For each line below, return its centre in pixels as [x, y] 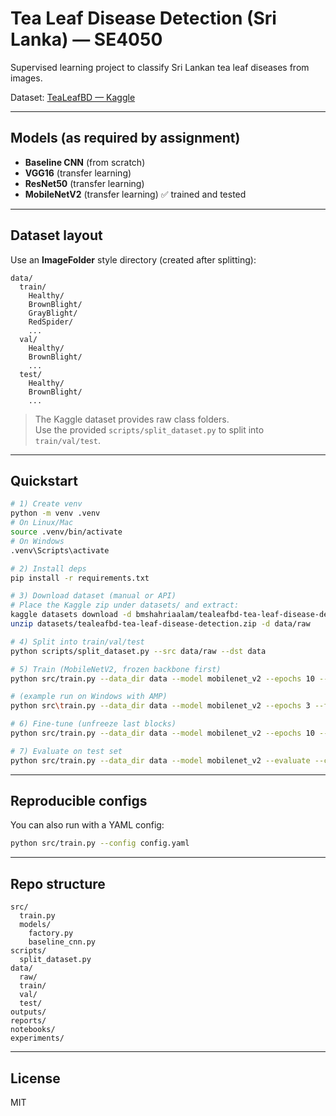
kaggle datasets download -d [71, 615]
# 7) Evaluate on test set [66, 751]
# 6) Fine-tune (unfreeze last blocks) [93, 724]
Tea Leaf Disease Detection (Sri [143, 18]
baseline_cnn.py [62, 942]
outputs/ [28, 1012]
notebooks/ [33, 1030]
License [35, 1078]
